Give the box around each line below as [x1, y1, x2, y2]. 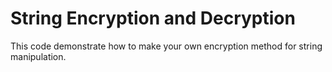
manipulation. [10, 50, 67, 62]
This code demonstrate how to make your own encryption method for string [10, 40, 323, 52]
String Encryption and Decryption [10, 7, 296, 30]
